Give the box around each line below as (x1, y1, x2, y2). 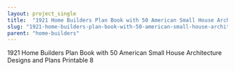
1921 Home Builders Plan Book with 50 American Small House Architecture (7, 49, 222, 57)
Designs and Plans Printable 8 (7, 56, 94, 65)
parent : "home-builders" (7, 29, 80, 37)
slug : (7, 23, 23, 30)
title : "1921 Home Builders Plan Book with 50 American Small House (7, 17, 215, 24)
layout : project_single (7, 10, 77, 17)
